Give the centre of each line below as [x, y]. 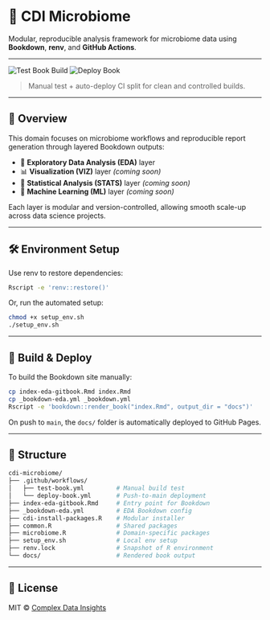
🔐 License [33, 588]
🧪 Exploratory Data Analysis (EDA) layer [88, 162]
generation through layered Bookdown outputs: [86, 146]
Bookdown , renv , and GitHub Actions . [72, 47]
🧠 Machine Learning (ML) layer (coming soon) [97, 191]
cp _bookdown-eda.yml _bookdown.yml [70, 399]
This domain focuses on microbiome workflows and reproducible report [127, 138]
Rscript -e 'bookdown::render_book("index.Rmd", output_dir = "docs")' [131, 406]
